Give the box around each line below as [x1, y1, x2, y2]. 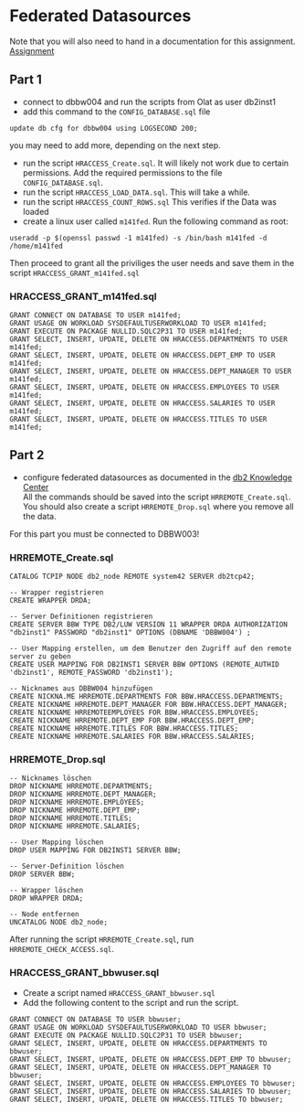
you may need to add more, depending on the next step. [9, 139, 221, 151]
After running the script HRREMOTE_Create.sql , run [9, 934, 194, 945]
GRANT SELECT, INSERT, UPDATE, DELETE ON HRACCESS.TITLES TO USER [9, 415, 267, 424]
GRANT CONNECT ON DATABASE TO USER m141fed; [9, 311, 182, 320]
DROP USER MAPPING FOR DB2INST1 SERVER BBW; [9, 846, 182, 855]
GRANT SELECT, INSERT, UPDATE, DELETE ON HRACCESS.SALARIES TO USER [9, 399, 276, 408]
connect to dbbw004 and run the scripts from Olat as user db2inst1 [22, 96, 277, 107]
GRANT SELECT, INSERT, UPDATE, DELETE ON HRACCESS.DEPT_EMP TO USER [9, 351, 276, 360]
